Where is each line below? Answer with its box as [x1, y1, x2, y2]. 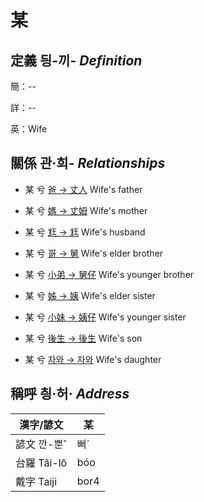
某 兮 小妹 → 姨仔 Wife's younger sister [24, 311, 187, 323]
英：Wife [10, 123, 48, 135]
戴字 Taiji [15, 474, 58, 488]
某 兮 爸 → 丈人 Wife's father [24, 183, 143, 195]
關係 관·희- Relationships [10, 155, 166, 172]
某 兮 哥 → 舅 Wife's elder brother [24, 247, 164, 259]
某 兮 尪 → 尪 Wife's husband [24, 226, 146, 238]
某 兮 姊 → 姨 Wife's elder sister [24, 289, 156, 301]
